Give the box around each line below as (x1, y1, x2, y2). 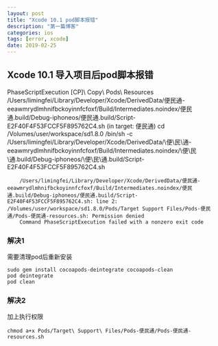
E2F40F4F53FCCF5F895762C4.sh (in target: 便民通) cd (7, 122, 165, 130)
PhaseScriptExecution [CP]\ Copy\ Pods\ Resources (7, 87, 154, 96)
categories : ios (7, 29, 53, 36)
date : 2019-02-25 (7, 42, 57, 49)
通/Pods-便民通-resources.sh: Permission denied (7, 213, 145, 219)
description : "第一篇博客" (7, 23, 79, 30)
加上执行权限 (7, 312, 43, 321)
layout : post (7, 10, 45, 17)
